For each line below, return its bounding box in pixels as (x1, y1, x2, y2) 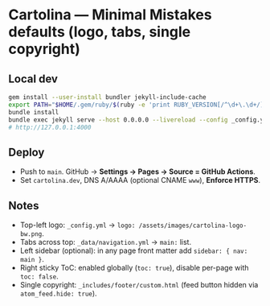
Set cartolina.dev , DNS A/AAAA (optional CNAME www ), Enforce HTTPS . (19, 176, 261, 185)
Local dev (8, 72, 59, 85)
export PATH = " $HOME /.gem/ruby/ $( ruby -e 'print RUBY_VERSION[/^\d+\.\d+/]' (8, 101, 268, 109)
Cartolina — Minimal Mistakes (8, 6, 212, 24)
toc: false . (19, 271, 59, 281)
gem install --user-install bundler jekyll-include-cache (8, 93, 207, 101)
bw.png (19, 230, 43, 238)
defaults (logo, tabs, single (8, 23, 191, 41)
